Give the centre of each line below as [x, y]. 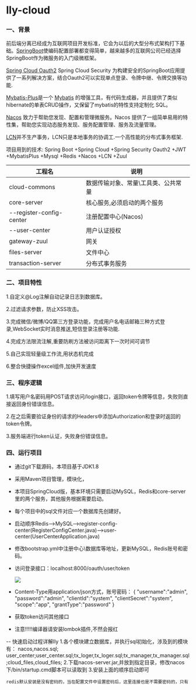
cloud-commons [32, 187]
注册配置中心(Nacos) [114, 217]
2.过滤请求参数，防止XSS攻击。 [44, 309]
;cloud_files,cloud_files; [34, 662]
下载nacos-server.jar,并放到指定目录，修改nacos [126, 662]
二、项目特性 [24, 283]
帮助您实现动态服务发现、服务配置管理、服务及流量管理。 [90, 125]
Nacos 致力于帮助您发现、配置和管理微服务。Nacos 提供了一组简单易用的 [94, 117]
